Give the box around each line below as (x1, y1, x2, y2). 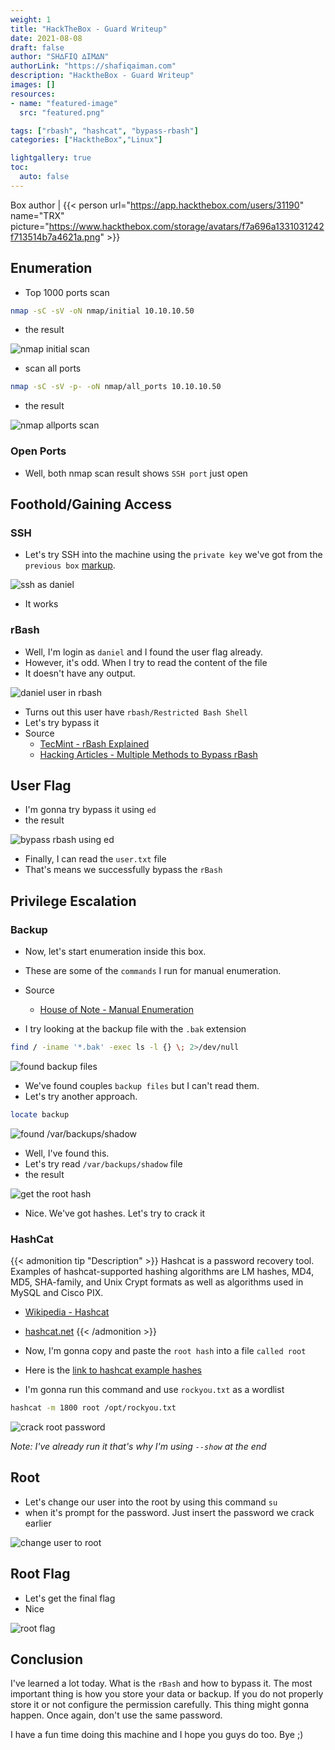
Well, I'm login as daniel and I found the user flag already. (24, 646, 263, 658)
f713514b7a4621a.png (10, 231, 101, 243)
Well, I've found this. (24, 1147, 110, 1159)
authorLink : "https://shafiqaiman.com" (10, 61, 177, 71)
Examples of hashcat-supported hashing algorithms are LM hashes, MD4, (10, 1266, 315, 1278)
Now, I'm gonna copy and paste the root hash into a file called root (24, 1345, 307, 1357)
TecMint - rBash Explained (39, 737, 150, 750)
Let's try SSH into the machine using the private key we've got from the (24, 549, 323, 561)
